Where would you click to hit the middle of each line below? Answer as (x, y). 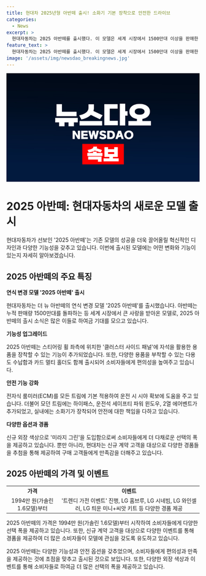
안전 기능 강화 (22, 383)
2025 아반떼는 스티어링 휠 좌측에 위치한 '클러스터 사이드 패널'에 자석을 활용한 (99, 347)
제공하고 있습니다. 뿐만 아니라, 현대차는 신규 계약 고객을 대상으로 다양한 (97, 445)
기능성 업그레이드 (27, 334)
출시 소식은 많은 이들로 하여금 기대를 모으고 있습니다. (86, 321)
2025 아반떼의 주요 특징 (49, 276)
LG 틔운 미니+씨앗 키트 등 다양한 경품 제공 (133, 508)
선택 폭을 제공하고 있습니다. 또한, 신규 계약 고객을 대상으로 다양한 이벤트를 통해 (100, 531)
